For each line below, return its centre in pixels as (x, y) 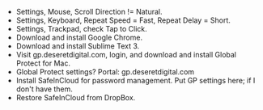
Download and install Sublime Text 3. (78, 46)
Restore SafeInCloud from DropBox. (76, 97)
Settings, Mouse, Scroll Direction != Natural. (89, 12)
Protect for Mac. (43, 63)
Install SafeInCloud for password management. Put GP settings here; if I (136, 80)
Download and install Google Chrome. (79, 37)
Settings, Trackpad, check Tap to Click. (81, 29)
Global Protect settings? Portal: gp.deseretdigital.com (105, 72)
